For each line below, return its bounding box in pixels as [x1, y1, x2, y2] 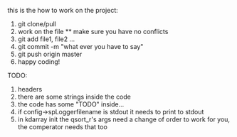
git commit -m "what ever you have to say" [17, 43, 144, 50]
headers [17, 85, 43, 93]
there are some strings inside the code [17, 92, 132, 101]
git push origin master [17, 50, 83, 58]
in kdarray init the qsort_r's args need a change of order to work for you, [17, 115, 230, 124]
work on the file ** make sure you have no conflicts [17, 28, 169, 35]
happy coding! [17, 57, 60, 66]
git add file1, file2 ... [17, 35, 75, 43]
